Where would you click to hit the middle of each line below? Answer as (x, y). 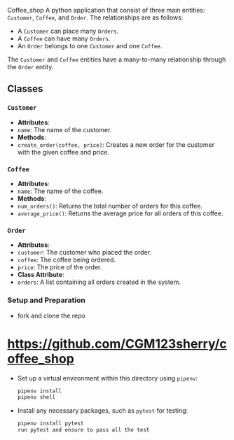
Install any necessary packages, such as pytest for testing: (103, 411)
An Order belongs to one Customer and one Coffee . (90, 46)
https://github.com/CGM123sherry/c (117, 344)
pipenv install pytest (50, 424)
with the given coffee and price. (63, 152)
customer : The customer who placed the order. (84, 253)
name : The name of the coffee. (60, 191)
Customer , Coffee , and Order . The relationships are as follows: (95, 17)
